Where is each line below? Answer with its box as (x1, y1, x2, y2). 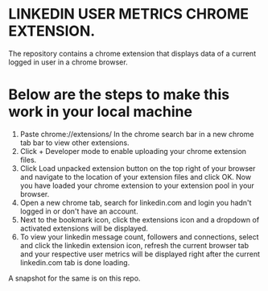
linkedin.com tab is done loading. (19, 257, 130, 267)
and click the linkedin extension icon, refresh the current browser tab (19, 240, 249, 250)
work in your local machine (8, 102, 193, 121)
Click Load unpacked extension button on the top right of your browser (19, 163, 256, 173)
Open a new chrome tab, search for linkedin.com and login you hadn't (19, 197, 252, 207)
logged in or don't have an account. (19, 206, 138, 216)
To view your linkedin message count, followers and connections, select (19, 231, 259, 242)
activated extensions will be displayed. (19, 223, 149, 233)
